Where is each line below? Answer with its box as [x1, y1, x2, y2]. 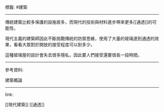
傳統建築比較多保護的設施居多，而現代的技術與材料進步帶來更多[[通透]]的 [5, 19, 153, 25]
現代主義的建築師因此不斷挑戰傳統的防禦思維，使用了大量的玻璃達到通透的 [5, 36, 155, 41]
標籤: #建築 [5, 4, 28, 10]
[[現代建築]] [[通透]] [5, 102, 45, 107]
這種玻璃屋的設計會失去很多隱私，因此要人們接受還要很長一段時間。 [5, 52, 142, 57]
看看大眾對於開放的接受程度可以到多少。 [13, 42, 95, 47]
